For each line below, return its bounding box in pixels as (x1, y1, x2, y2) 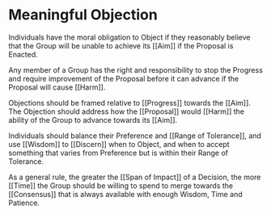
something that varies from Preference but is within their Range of (8, 148, 229, 157)
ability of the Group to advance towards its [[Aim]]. (8, 115, 178, 124)
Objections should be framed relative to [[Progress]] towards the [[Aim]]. (8, 98, 251, 107)
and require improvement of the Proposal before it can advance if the (8, 73, 239, 83)
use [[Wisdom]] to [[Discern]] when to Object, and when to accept (8, 139, 230, 149)
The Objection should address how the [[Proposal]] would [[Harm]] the (8, 107, 245, 116)
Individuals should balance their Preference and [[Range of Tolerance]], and (8, 131, 261, 141)
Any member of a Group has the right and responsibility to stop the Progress (8, 65, 263, 74)
